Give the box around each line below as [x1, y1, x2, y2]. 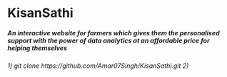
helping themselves [7, 44, 68, 52]
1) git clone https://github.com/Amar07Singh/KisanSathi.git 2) [7, 61, 189, 70]
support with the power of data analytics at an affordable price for [7, 36, 210, 45]
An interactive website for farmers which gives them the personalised [7, 28, 220, 37]
